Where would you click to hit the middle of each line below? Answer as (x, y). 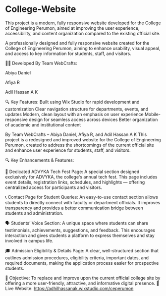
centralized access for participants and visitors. (54, 187)
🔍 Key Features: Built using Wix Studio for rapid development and (72, 102)
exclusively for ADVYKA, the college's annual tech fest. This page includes (81, 177)
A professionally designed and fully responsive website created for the (77, 43)
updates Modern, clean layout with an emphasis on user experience (74, 114)
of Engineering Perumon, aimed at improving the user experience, (72, 28)
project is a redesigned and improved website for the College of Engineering (83, 139)
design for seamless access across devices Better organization (93, 119)
